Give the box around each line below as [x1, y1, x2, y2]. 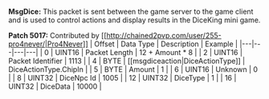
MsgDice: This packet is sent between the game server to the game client [8, 7, 254, 16]
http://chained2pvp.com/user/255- [106, 31, 222, 40]
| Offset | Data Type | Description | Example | [89, 39, 238, 49]
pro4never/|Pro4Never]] [8, 39, 88, 49]
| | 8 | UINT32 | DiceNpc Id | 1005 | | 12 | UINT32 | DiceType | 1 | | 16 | [8, 73, 237, 82]
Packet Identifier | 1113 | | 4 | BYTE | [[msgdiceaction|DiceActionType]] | [8, 56, 246, 65]
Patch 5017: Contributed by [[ [8, 31, 107, 40]
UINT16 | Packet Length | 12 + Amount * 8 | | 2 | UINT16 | [55, 48, 243, 57]
